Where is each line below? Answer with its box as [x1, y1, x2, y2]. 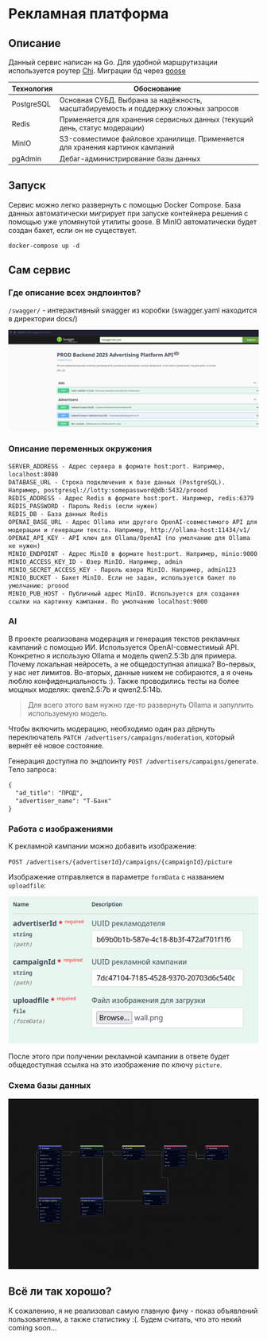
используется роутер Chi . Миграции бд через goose [8, 66, 187, 76]
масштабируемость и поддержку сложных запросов [59, 103, 239, 113]
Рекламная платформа [8, 5, 169, 23]
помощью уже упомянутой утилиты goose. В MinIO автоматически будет [8, 216, 257, 227]
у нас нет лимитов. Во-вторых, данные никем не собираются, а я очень [8, 667, 253, 677]
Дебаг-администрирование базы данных [59, 153, 201, 163]
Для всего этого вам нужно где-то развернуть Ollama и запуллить [27, 700, 254, 709]
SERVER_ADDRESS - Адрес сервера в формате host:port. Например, [8, 462, 226, 470]
